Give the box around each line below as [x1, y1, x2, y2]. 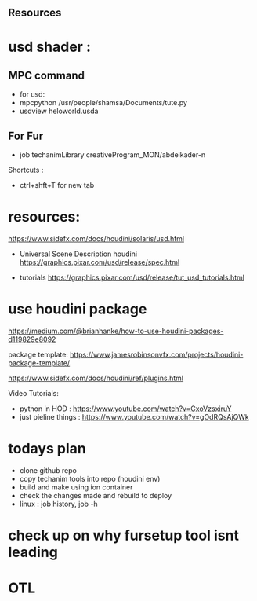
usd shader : [8, 38, 92, 56]
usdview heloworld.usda [19, 106, 99, 116]
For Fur [8, 129, 44, 142]
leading [8, 544, 59, 561]
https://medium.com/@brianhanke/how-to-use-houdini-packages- [8, 326, 224, 336]
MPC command [8, 68, 85, 82]
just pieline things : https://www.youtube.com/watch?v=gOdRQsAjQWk [19, 412, 249, 422]
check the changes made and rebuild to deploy [19, 491, 172, 500]
